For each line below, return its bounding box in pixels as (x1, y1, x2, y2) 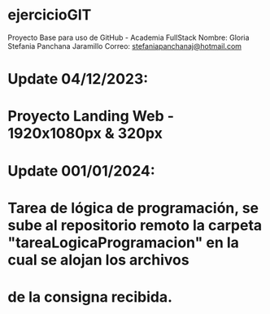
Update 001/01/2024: (7, 161, 155, 180)
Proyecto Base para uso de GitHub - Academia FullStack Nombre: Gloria (7, 33, 250, 42)
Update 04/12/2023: (7, 70, 149, 89)
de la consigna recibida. (7, 287, 172, 306)
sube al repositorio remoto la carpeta (7, 216, 263, 234)
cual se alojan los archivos (7, 251, 189, 269)
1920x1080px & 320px (7, 124, 163, 143)
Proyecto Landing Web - (7, 107, 175, 125)
